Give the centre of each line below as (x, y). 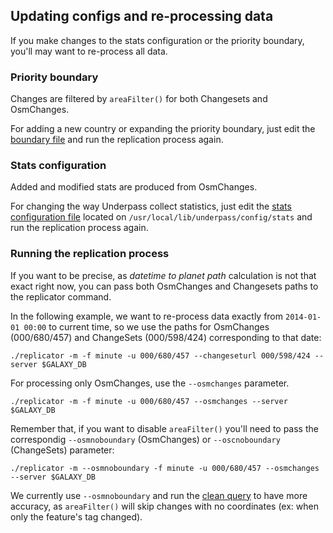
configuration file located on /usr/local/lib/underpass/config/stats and (161, 217)
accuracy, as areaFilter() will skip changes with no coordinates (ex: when (164, 506)
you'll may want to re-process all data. (89, 51)
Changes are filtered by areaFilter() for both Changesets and (139, 99)
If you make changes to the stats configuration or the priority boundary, (157, 40)
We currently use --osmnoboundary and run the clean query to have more (159, 495)
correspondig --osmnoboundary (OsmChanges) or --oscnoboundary (145, 439)
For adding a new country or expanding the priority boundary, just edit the (163, 129)
